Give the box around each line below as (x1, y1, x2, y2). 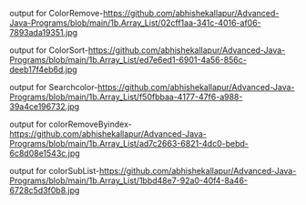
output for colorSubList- (9, 166, 100, 176)
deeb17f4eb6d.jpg (9, 64, 77, 75)
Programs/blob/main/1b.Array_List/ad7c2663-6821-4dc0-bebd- (9, 138, 249, 149)
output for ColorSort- (9, 45, 89, 56)
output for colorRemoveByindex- (9, 118, 132, 129)
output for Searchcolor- (9, 82, 98, 92)
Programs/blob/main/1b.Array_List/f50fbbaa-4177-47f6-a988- (9, 91, 243, 102)
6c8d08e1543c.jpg (9, 148, 80, 159)
